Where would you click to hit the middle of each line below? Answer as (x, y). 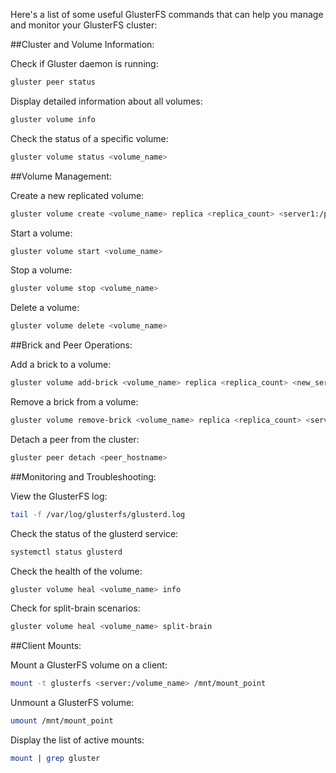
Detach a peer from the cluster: (75, 439)
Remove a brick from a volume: (74, 402)
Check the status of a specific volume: (89, 138)
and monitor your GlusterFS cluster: (84, 25)
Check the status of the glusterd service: (94, 533)
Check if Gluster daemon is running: (84, 63)
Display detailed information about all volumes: (106, 101)
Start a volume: (41, 233)
